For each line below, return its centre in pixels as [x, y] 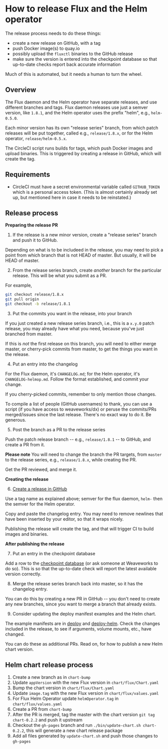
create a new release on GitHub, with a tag [56, 43]
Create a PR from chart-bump [42, 709]
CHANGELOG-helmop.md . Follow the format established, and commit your [77, 379]
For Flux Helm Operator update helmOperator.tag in [65, 698]
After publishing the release [35, 544]
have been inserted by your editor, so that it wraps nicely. [64, 519]
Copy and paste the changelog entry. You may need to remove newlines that [84, 514]
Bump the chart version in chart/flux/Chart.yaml [63, 688]
